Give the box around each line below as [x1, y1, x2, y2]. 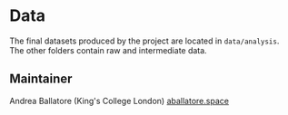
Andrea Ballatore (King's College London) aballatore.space [9, 95, 230, 106]
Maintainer [9, 72, 73, 87]
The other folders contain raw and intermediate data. [9, 44, 207, 55]
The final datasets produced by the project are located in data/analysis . [9, 35, 280, 46]
